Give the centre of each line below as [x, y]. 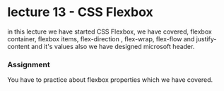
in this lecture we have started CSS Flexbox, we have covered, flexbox [110, 31]
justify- [206, 38]
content [19, 46]
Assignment [29, 64]
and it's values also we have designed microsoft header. [113, 46]
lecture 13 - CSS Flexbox [80, 12]
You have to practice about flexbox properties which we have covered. [110, 80]
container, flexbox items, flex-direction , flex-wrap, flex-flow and [101, 38]
